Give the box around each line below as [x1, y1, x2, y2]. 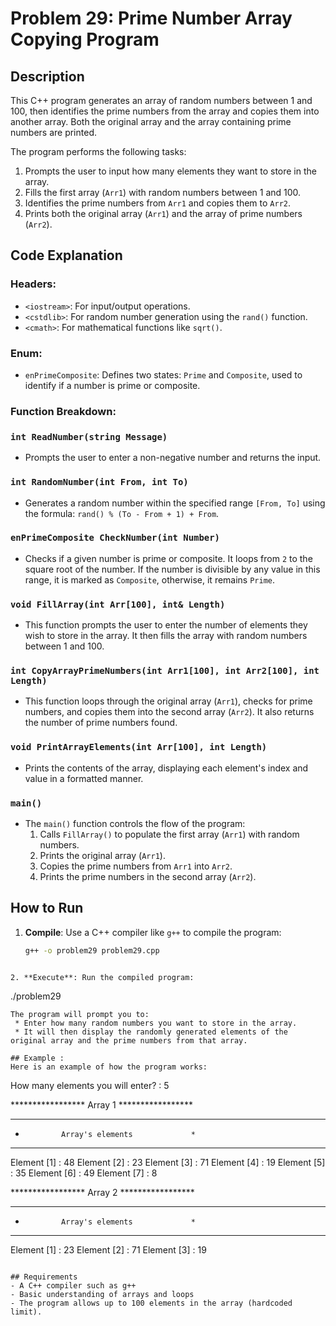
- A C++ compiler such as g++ [10, 1280, 137, 1291]
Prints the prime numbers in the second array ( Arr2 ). [39, 870, 257, 882]
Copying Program [10, 28, 160, 51]
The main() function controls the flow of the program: [24, 817, 246, 829]
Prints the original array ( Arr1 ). [39, 849, 166, 861]
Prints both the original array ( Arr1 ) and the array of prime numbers [24, 208, 303, 219]
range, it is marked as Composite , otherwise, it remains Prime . [24, 573, 276, 586]
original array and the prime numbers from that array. [10, 1035, 248, 1046]
